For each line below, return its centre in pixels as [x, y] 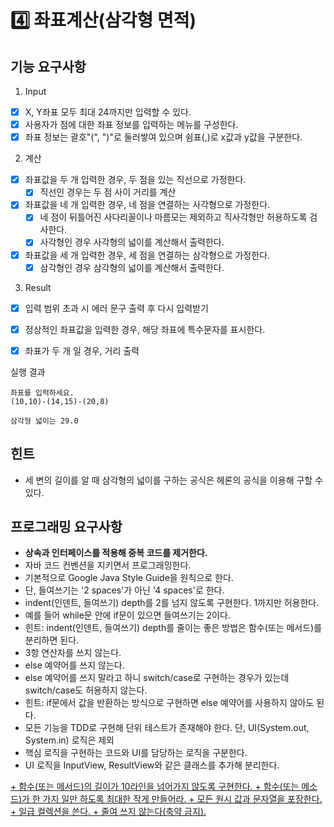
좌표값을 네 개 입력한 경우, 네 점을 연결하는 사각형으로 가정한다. [147, 205]
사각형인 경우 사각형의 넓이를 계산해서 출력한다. [132, 242]
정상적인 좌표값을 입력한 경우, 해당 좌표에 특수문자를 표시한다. [145, 329]
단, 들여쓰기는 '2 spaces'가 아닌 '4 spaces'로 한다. [124, 590]
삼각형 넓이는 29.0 [44, 421]
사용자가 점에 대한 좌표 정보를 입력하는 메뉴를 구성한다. [131, 125]
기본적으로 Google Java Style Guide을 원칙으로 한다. [129, 578]
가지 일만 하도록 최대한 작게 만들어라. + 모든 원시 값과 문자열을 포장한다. [182, 799]
